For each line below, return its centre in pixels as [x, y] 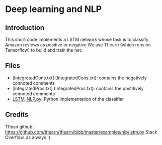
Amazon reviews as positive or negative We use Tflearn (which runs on [78, 45]
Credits [17, 115]
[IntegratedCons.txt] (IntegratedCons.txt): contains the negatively [80, 78]
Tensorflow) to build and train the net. [44, 50]
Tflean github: [19, 127]
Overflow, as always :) [28, 137]
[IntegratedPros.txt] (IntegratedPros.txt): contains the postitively [78, 88]
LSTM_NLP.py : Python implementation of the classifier [68, 99]
